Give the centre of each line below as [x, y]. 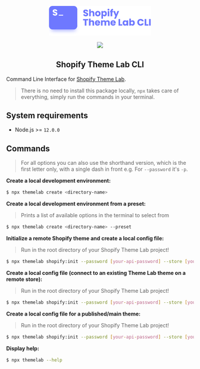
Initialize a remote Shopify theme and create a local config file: [85, 238]
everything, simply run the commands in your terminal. [88, 97]
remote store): [24, 279]
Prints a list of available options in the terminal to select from [95, 215]
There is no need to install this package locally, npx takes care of [100, 90]
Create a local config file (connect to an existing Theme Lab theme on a [96, 273]
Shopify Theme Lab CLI [100, 65]
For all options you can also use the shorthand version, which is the [103, 163]
